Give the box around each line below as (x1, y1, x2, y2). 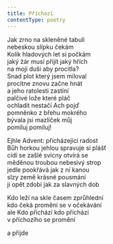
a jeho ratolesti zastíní (7, 87, 69, 95)
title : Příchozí (7, 10, 53, 17)
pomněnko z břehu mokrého (7, 108, 87, 117)
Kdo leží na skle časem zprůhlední (7, 193, 104, 201)
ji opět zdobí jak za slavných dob (7, 180, 99, 188)
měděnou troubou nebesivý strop (7, 158, 101, 166)
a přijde (7, 228, 29, 237)
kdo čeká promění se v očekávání (7, 201, 102, 209)
